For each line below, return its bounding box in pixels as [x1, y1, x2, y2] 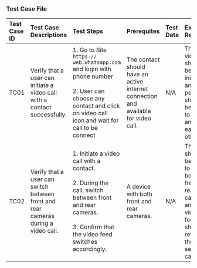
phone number [72, 72, 113, 81]
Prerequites [126, 27, 160, 35]
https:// [72, 53, 97, 60]
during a [30, 219, 54, 227]
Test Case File [6, 5, 47, 13]
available [126, 107, 151, 115]
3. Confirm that [72, 223, 114, 231]
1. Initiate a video [72, 149, 120, 158]
